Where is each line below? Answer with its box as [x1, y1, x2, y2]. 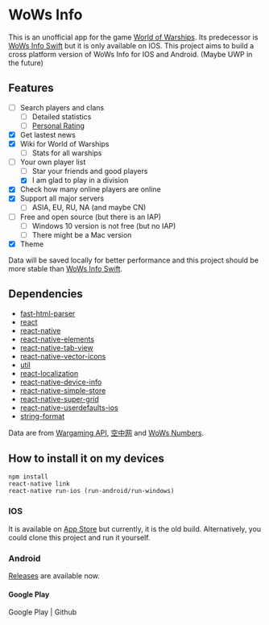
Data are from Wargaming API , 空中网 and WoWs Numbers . [8, 428, 205, 437]
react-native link [8, 480, 70, 488]
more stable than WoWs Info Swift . [8, 263, 123, 273]
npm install [8, 473, 48, 481]
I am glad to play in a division [31, 176, 129, 185]
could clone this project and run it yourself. [8, 532, 151, 542]
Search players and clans [19, 102, 105, 112]
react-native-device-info [19, 377, 102, 387]
